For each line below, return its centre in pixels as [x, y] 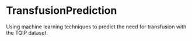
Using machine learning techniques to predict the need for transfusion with [96, 27]
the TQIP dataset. [27, 32]
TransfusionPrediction [62, 11]
